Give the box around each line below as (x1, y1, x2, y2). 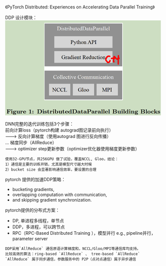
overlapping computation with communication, (12, 192, 107, 198)
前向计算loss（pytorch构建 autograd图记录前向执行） (5, 127, 114, 133)
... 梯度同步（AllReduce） (5, 139, 57, 145)
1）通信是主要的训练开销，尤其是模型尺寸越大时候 (5, 162, 92, 167)
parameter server (12, 236, 48, 242)
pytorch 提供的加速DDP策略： (5, 177, 66, 183)
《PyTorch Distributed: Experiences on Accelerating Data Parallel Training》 (5, 4, 155, 10)
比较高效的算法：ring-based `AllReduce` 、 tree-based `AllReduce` (5, 252, 140, 257)
